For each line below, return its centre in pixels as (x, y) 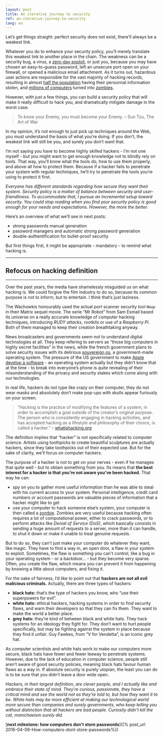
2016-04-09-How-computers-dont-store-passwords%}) (62, 730)
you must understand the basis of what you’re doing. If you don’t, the (74, 137)
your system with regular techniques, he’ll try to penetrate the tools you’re (79, 172)
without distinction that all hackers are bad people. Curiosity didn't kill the (79, 710)
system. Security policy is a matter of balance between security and (74, 192)
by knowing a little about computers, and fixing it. (55, 569)
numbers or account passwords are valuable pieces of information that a (85, 498)
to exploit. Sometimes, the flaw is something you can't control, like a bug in (80, 553)
